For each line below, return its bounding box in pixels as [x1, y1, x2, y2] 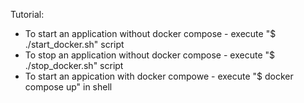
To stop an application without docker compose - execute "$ [24, 49, 275, 61]
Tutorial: [10, 9, 45, 20]
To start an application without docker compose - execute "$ [24, 28, 277, 39]
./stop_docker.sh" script [24, 60, 124, 71]
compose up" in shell [24, 81, 113, 93]
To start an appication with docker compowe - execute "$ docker [24, 70, 294, 82]
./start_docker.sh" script [24, 39, 125, 50]
